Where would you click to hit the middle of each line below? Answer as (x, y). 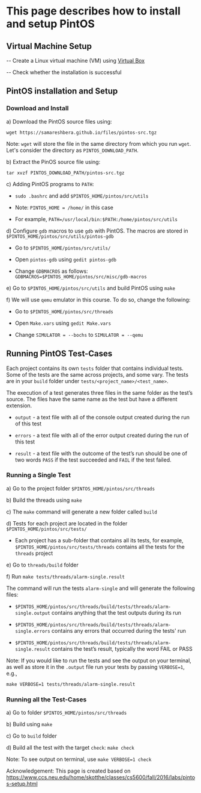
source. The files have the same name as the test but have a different (92, 399)
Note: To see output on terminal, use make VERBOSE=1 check (79, 759)
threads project (34, 553)
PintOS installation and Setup (62, 91)
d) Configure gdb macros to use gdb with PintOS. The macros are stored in (97, 231)
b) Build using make (29, 724)
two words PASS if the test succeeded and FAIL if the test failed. (93, 460)
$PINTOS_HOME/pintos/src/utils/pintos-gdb (60, 236)
